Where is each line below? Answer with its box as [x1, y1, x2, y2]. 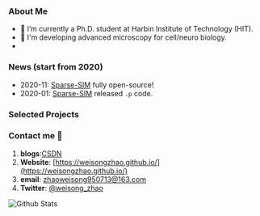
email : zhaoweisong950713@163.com [19, 174, 147, 184]
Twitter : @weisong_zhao [19, 183, 103, 193]
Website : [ [19, 157, 56, 167]
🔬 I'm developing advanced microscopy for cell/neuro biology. [19, 32, 228, 42]
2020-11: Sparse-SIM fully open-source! [19, 79, 154, 90]
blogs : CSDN [19, 148, 62, 159]
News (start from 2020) [8, 61, 103, 73]
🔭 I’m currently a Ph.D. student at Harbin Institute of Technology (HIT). [19, 24, 254, 34]
